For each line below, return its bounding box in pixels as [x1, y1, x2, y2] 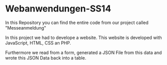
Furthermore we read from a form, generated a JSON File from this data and [5, 49, 162, 55]
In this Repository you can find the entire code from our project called [5, 19, 149, 25]
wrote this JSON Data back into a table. [5, 54, 86, 60]
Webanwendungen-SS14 [5, 3, 111, 14]
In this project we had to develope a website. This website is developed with [5, 34, 162, 40]
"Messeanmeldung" [5, 24, 46, 30]
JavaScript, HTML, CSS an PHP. [5, 39, 71, 45]
